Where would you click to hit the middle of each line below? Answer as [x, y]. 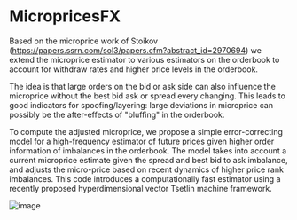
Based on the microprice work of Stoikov [83, 41]
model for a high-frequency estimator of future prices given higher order [142, 141]
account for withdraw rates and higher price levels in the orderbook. [134, 69]
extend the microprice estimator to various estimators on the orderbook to [145, 59]
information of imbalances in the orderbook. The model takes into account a [148, 150]
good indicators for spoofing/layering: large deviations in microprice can [141, 105]
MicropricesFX [65, 16]
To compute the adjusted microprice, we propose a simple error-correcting [146, 131]
